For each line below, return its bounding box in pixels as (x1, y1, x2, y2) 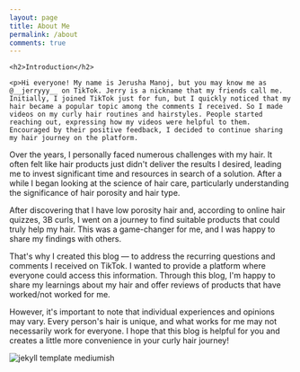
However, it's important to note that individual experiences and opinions (9, 306, 276, 317)
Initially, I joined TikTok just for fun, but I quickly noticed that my (9, 94, 292, 103)
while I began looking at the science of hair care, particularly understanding (9, 178, 289, 189)
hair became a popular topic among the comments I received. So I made (9, 102, 283, 111)
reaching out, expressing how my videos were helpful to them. (9, 118, 251, 127)
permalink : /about (9, 30, 78, 39)
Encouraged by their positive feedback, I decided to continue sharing (9, 126, 283, 135)
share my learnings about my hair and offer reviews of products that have (9, 279, 281, 290)
